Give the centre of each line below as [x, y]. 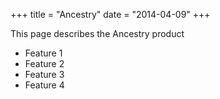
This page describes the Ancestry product [97, 33]
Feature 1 [43, 53]
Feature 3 [44, 74]
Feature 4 [44, 85]
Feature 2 [44, 63]
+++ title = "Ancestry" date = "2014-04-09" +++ [110, 14]
